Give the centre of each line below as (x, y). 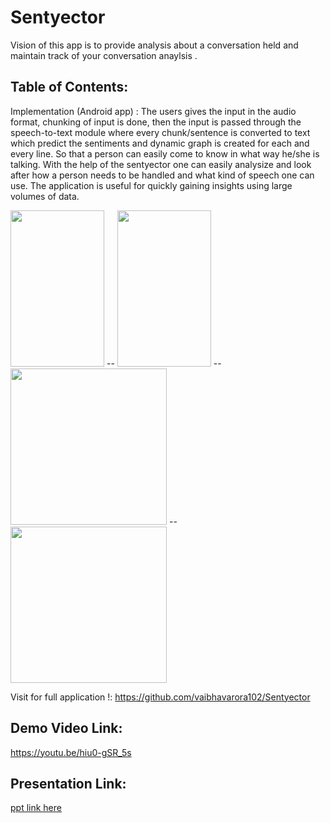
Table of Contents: (69, 87)
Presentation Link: (68, 783)
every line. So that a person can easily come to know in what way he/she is (165, 153)
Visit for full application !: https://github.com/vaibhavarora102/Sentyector (160, 697)
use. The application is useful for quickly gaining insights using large (151, 185)
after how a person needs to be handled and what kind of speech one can (162, 175)
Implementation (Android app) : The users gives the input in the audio (153, 111)
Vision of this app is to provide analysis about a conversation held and (154, 45)
